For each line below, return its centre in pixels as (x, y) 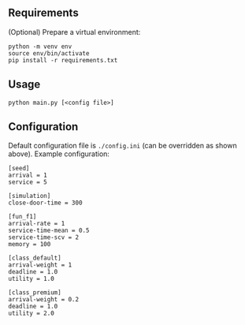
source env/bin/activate (49, 53)
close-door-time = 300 (45, 203)
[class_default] (35, 258)
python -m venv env (40, 47)
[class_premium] (35, 293)
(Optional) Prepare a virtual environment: (74, 32)
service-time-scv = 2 (44, 237)
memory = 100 (30, 245)
